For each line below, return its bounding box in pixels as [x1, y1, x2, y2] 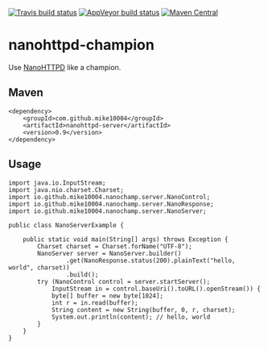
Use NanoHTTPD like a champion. [8, 62, 122, 72]
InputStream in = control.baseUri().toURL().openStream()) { [51, 285, 262, 293]
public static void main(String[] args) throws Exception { [23, 235, 229, 244]
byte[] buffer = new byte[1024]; [51, 291, 163, 300]
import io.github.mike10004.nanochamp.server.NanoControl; [8, 193, 211, 201]
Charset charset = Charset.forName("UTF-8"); [37, 242, 193, 250]
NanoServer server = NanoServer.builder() [37, 249, 182, 257]
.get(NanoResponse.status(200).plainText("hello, [65, 256, 236, 265]
